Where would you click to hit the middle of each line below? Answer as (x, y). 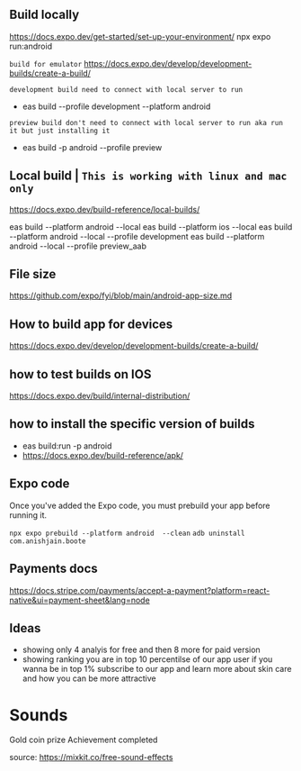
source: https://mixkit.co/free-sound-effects (91, 757)
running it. (28, 515)
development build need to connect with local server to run (126, 89)
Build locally (44, 15)
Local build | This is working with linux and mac (148, 176)
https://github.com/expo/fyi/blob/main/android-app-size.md (121, 295)
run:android (31, 46)
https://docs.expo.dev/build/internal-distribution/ (100, 396)
